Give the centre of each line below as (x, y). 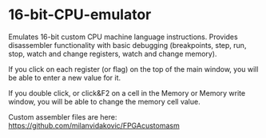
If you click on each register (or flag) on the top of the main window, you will (133, 69)
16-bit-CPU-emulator (80, 15)
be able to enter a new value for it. (65, 77)
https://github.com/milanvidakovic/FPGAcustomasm (94, 125)
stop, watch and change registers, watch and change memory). (113, 53)
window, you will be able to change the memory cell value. (105, 101)
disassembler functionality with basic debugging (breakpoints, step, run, (127, 45)
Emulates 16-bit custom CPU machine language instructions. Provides (123, 37)
